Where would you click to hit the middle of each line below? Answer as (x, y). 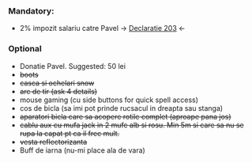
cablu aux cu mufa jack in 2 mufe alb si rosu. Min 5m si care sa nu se (132, 125)
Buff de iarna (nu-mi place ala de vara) (83, 150)
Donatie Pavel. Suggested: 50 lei (73, 66)
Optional (25, 49)
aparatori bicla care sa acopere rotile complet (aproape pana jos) (125, 116)
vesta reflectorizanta (53, 142)
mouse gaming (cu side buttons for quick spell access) (109, 100)
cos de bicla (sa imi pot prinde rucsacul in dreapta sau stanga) (121, 108)
